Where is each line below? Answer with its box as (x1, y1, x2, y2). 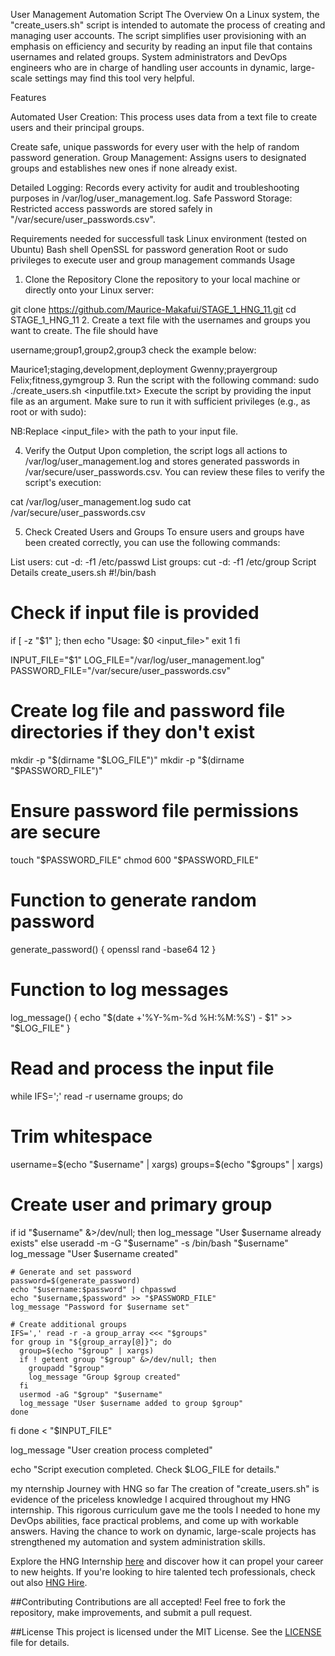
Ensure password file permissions (10, 800, 299, 823)
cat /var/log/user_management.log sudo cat (10, 496, 192, 508)
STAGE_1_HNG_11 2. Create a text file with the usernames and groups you (10, 314, 311, 326)
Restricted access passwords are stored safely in (10, 203, 213, 214)
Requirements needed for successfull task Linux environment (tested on (10, 233, 308, 244)
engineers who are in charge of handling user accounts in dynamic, (10, 62, 288, 73)
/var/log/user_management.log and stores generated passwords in (24, 455, 300, 467)
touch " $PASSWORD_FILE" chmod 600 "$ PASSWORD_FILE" (10, 854, 259, 866)
